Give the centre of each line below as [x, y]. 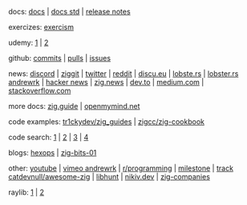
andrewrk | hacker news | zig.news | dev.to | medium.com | [106, 82]
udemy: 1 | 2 [28, 42]
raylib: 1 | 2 [26, 192]
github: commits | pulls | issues [59, 58]
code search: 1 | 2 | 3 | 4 [49, 137]
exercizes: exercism [41, 27]
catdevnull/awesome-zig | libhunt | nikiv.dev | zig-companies [109, 177]
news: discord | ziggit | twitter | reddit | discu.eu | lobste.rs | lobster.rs [123, 74]
